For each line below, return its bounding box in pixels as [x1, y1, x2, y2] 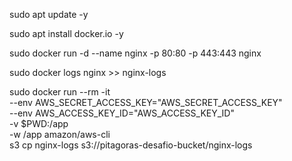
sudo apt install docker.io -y [9, 28, 124, 39]
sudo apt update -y [9, 9, 89, 20]
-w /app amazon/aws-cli [9, 129, 111, 140]
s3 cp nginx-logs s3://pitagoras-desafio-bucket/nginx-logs [9, 139, 253, 151]
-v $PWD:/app [9, 118, 69, 129]
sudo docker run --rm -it [9, 86, 111, 98]
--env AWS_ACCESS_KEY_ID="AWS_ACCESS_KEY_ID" [9, 107, 235, 119]
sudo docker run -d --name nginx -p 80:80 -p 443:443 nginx [9, 47, 262, 59]
